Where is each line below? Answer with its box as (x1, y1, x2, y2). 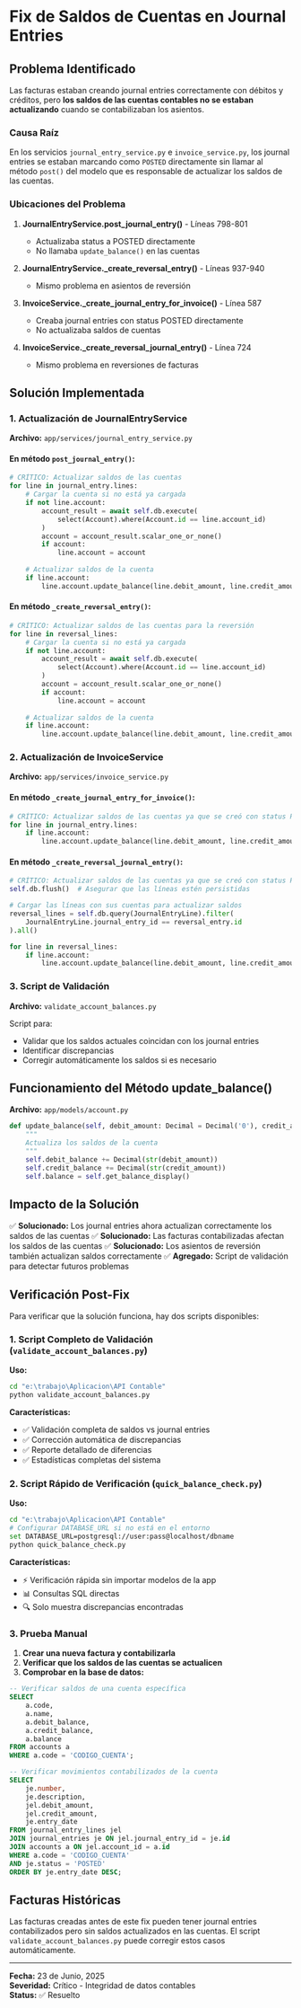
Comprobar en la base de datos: (21, 1667, 145, 1677)
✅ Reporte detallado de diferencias (21, 1445, 152, 1455)
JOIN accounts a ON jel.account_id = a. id (9, 1843, 170, 1852)
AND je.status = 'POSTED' (9, 1859, 106, 1868)
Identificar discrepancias (21, 1045, 115, 1056)
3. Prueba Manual (9, 1627, 88, 1640)
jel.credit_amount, (25, 1809, 99, 1818)
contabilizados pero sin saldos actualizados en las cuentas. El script (9, 1925, 261, 1937)
